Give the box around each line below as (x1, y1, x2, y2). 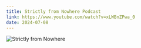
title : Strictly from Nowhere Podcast (6, 8, 101, 15)
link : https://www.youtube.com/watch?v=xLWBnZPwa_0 (6, 14, 135, 20)
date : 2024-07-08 (6, 19, 49, 25)
